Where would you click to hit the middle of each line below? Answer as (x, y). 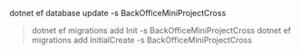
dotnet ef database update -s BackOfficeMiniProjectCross (118, 13)
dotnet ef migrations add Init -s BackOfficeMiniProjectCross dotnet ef (161, 30)
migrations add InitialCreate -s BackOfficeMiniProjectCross (141, 40)
